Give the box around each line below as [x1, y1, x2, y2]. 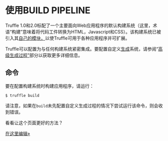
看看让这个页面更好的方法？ [5, 120, 63, 126]
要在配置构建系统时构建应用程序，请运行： [5, 83, 94, 89]
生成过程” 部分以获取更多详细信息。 [9, 52, 83, 58]
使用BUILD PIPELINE [5, 5, 91, 16]
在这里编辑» [5, 130, 30, 136]
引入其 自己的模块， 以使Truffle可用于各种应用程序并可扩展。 [5, 35, 130, 41]
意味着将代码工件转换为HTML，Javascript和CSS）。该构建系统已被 [22, 28, 161, 34]
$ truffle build [5, 93, 39, 98]
